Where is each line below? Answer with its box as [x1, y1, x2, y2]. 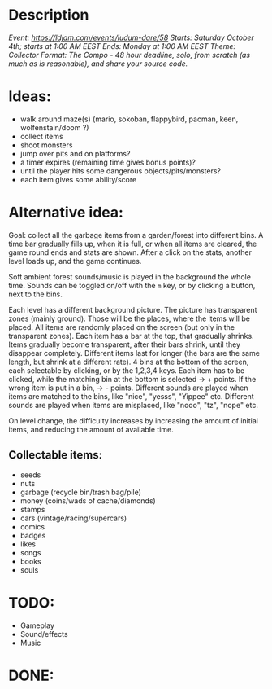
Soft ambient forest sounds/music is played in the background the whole [8, 271, 252, 282]
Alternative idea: [8, 204, 124, 222]
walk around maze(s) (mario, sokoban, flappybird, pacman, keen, [19, 114, 239, 124]
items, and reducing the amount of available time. [8, 424, 175, 434]
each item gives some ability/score [19, 174, 137, 184]
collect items [19, 131, 63, 141]
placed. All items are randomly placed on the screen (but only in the [8, 322, 235, 331]
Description [8, 6, 89, 24]
